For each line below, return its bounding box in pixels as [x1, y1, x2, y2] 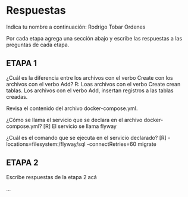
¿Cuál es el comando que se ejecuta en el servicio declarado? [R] [6, 134, 167, 141]
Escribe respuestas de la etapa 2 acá [6, 173, 97, 180]
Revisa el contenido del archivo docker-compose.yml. [6, 105, 138, 112]
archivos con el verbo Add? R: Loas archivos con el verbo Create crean [6, 80, 181, 87]
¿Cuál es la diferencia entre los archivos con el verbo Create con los [6, 74, 174, 81]
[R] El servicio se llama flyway [43, 123, 117, 130]
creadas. [6, 93, 28, 100]
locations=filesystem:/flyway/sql [6, 140, 86, 148]
